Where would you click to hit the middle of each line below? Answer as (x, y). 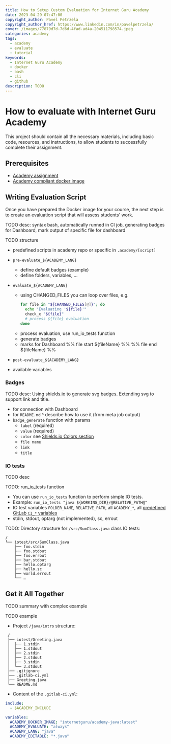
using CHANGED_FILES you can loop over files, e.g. (74, 295)
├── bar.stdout (31, 560)
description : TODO (25, 86)
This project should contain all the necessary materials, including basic (80, 137)
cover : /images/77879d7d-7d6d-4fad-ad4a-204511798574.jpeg (69, 29)
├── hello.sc (28, 569)
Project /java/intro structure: (44, 626)
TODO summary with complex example (46, 606)
